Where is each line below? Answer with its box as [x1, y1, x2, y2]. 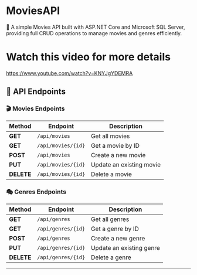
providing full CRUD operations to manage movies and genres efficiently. [6, 29, 182, 36]
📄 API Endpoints [6, 87, 66, 97]
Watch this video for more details [6, 50, 171, 64]
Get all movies [90, 132, 130, 140]
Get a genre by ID [90, 225, 140, 233]
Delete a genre [90, 253, 132, 262]
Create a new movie [90, 151, 146, 159]
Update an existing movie [90, 160, 161, 168]
